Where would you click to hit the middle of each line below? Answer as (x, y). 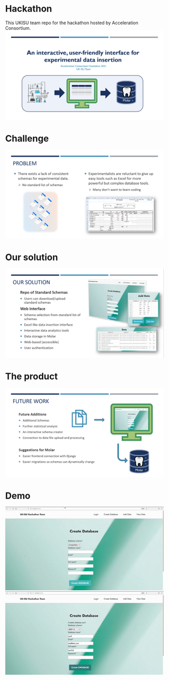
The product (31, 377)
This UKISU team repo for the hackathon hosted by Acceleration (72, 23)
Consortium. (18, 28)
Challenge (27, 139)
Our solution (32, 257)
